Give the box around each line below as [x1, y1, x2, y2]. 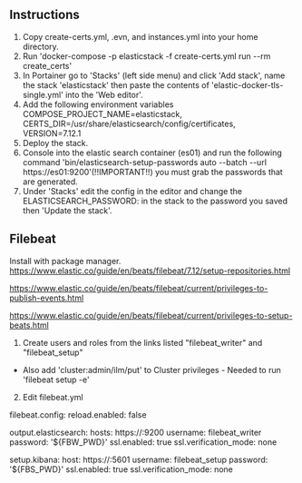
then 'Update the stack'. [22, 204, 112, 216]
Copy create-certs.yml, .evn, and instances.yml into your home [22, 31, 258, 42]
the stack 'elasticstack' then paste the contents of [22, 79, 210, 90]
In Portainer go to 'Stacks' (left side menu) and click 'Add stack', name [22, 70, 286, 81]
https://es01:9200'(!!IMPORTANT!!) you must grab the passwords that [22, 166, 283, 177]
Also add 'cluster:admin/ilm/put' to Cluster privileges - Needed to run [22, 364, 281, 375]
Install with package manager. [9, 255, 122, 266]
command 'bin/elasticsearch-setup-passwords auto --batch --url [22, 156, 268, 167]
